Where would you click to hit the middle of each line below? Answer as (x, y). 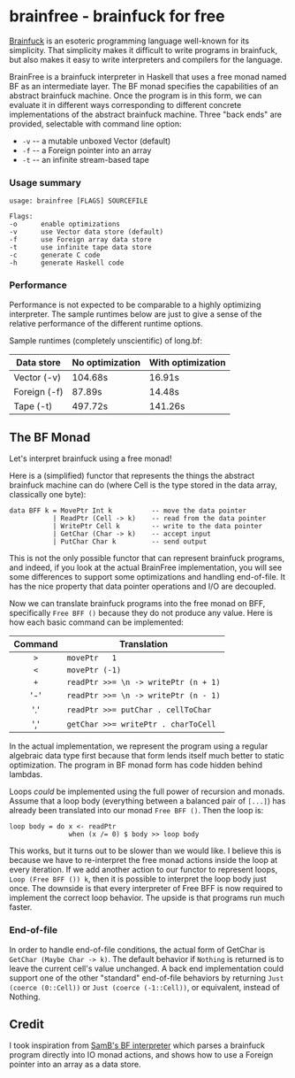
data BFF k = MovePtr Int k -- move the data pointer (128, 511)
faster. (21, 907)
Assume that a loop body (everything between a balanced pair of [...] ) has (147, 801)
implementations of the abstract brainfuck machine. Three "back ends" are (146, 114)
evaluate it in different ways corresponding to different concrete (125, 104)
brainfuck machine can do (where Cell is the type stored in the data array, (143, 485)
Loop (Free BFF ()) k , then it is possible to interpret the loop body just (138, 879)
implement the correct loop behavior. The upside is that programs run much (147, 898)
